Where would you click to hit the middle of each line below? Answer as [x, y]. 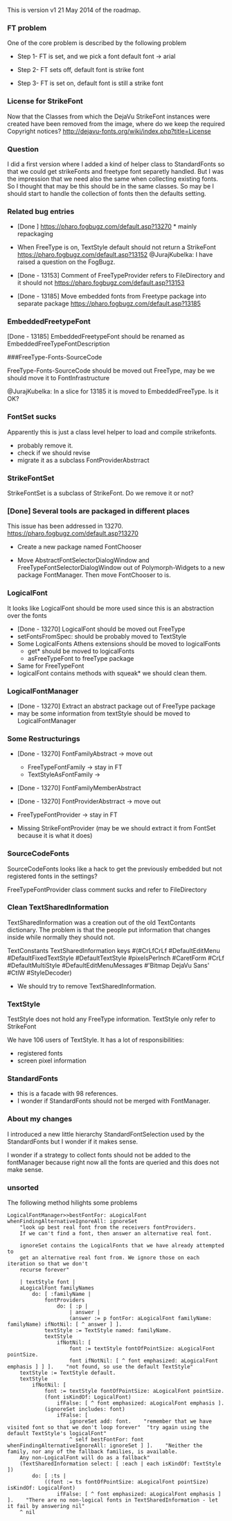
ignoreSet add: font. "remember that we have [141, 1422]
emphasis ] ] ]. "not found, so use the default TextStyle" [100, 1367]
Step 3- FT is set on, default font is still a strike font [90, 83]
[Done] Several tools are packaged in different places [99, 511]
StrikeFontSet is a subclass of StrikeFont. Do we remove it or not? [100, 493]
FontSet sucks [32, 417]
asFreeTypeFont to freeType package [81, 658]
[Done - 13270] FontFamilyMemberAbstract [79, 788]
